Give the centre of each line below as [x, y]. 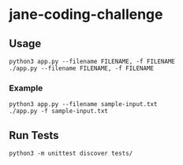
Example [26, 88]
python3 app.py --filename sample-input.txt [83, 104]
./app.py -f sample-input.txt [59, 112]
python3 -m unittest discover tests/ [71, 154]
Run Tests [34, 135]
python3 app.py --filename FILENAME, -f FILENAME [92, 61]
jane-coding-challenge [86, 15]
